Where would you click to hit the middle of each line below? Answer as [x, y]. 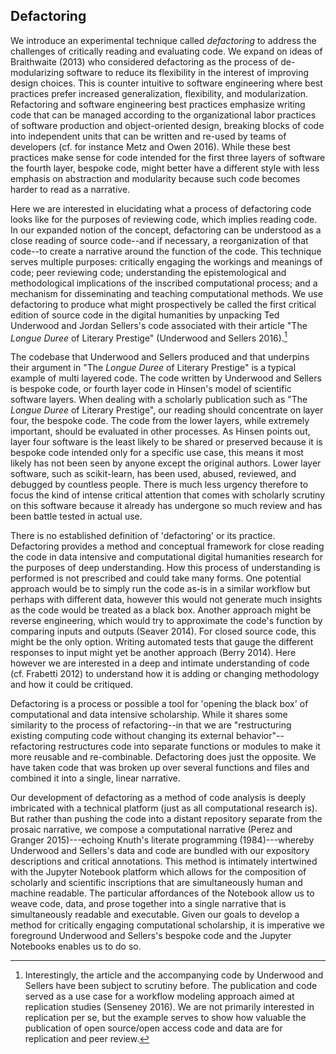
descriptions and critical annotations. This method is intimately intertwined [164, 861]
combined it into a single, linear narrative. [95, 778]
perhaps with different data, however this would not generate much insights [166, 600]
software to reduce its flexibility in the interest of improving [188, 72]
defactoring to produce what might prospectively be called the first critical [163, 304]
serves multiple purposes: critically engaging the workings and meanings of [166, 261]
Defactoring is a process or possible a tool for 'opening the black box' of [159, 704]
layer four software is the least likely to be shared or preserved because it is [166, 442]
